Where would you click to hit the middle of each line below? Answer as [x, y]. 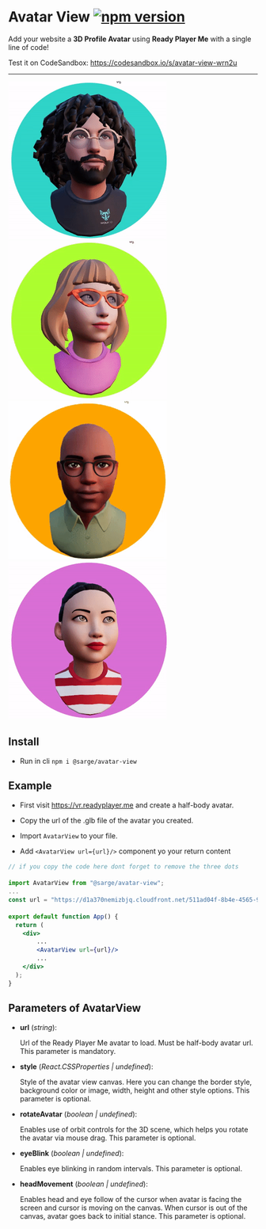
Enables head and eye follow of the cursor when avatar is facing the [131, 1199]
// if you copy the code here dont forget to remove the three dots [123, 866]
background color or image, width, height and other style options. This [135, 1090]
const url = [28, 900]
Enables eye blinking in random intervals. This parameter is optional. [131, 1168]
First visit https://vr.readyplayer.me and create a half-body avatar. [127, 805]
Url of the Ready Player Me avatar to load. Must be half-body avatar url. [136, 1043]
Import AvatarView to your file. [68, 835]
